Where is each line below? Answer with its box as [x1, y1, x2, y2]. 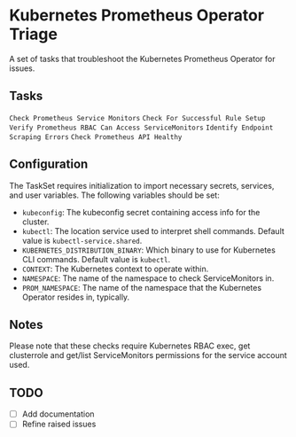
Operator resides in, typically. [21, 292, 130, 302]
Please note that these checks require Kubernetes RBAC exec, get [9, 340, 251, 351]
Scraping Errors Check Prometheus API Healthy [9, 132, 183, 142]
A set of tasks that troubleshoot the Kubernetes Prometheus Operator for [9, 53, 276, 64]
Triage [9, 24, 58, 44]
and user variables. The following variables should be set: [9, 190, 220, 200]
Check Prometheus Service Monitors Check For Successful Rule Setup [9, 113, 266, 122]
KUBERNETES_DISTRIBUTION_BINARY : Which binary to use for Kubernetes [21, 245, 277, 255]
